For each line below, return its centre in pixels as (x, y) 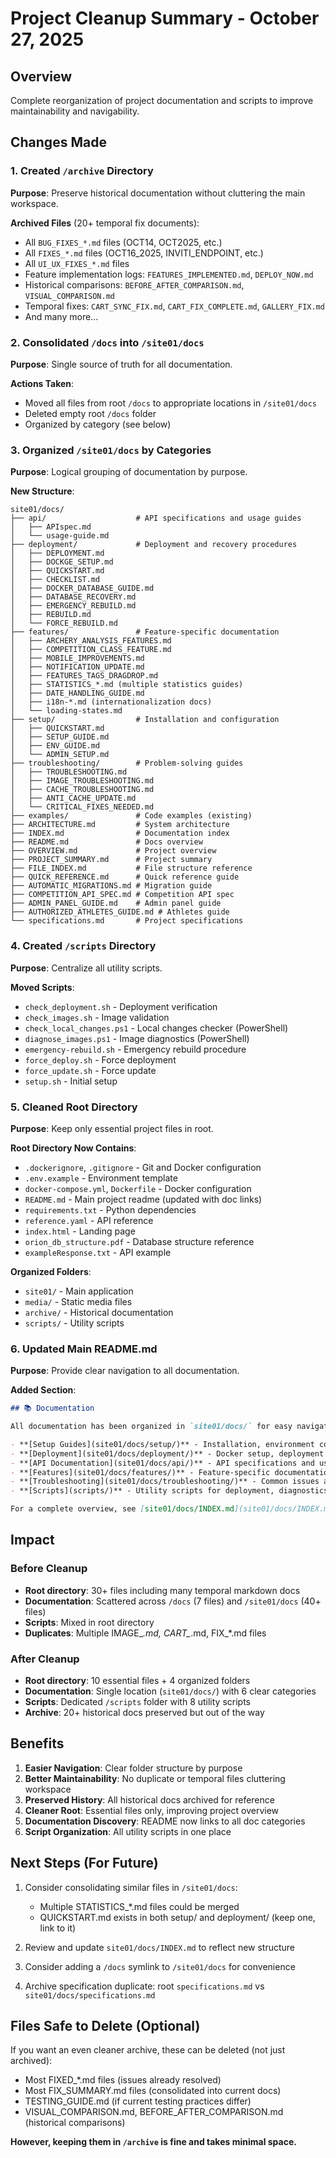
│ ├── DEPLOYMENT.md (57, 553)
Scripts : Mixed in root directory (89, 1622)
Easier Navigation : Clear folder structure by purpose (133, 1768)
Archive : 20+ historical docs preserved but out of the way (144, 1713)
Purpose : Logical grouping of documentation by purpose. (129, 472)
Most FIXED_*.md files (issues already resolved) (123, 2080)
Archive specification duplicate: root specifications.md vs (144, 1986)
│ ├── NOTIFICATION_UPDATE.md (77, 667)
